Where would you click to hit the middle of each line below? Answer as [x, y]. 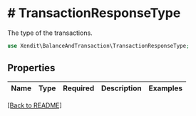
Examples [166, 88]
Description [121, 88]
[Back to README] [35, 105]
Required [79, 88]
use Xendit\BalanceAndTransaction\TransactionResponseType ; [99, 46]
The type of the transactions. [50, 33]
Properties [31, 68]
